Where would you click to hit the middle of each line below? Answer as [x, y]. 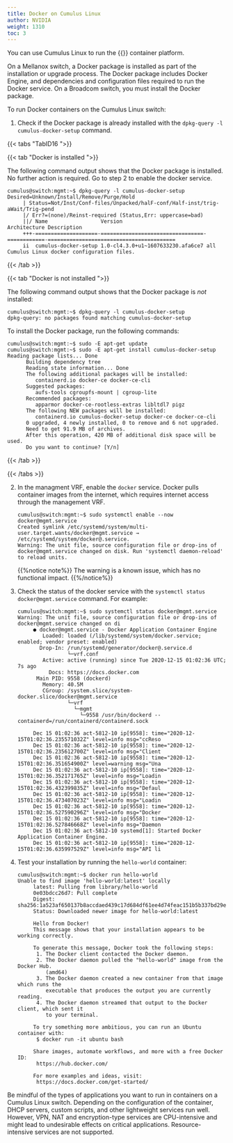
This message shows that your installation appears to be [119, 930]
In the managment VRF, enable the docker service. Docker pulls [108, 488]
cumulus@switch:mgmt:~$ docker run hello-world [87, 875]
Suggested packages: [55, 387]
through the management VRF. [61, 502]
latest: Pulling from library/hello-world [95, 887]
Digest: [44, 899]
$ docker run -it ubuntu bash [80, 1040]
